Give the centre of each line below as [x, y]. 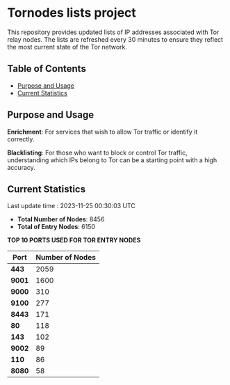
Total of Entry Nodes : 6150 [56, 227]
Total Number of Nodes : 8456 [61, 219]
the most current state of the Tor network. [67, 47]
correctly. [21, 139]
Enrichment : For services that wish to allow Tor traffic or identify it [102, 132]
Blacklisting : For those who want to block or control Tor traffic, [97, 152]
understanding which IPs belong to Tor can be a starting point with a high [112, 160]
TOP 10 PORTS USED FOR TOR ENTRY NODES [74, 240]
